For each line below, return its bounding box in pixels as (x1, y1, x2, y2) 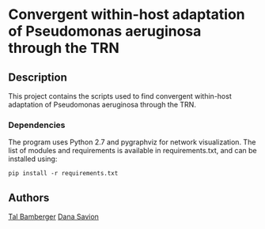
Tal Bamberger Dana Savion (8, 212, 99, 222)
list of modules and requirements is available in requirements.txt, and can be (8, 146, 257, 156)
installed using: (8, 154, 58, 163)
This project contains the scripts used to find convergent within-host (8, 92, 232, 100)
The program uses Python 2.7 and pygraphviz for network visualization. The (8, 137, 256, 147)
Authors (8, 191, 50, 205)
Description (8, 70, 67, 84)
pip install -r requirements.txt (8, 170, 119, 178)
